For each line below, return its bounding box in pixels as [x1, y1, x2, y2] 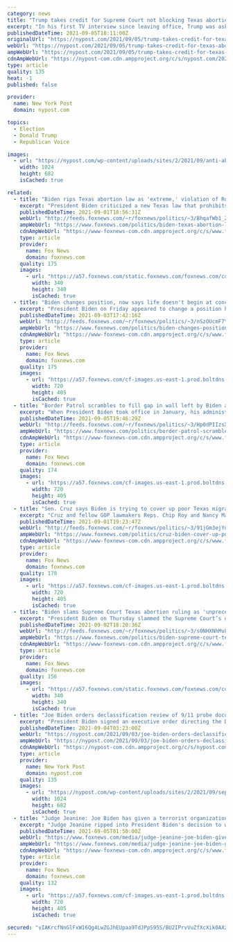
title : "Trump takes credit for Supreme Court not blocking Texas [7, 17, 203, 24]
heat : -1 [7, 74, 33, 82]
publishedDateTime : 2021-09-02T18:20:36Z [19, 622, 141, 628]
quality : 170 [19, 570, 58, 576]
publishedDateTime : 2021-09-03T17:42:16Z [19, 311, 141, 319]
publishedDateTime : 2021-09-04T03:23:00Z [19, 724, 141, 732]
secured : [7, 924, 33, 931]
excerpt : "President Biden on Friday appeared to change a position [19, 305, 222, 312]
